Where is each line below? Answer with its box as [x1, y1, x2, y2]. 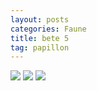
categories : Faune [10, 24, 87, 34]
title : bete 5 [10, 33, 70, 43]
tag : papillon [10, 42, 70, 53]
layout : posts [10, 14, 70, 25]
